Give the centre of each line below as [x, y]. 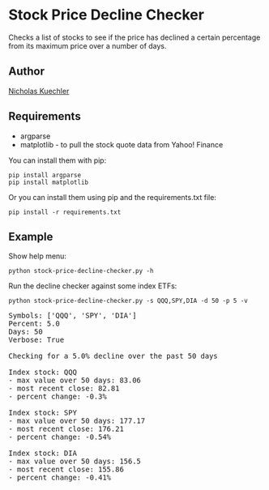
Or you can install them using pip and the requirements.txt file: [113, 197]
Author [26, 72]
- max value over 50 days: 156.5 [75, 462]
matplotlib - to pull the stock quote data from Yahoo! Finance [122, 144]
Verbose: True [36, 340]
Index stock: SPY [43, 413]
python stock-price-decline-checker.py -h [81, 271]
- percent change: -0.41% [60, 478]
